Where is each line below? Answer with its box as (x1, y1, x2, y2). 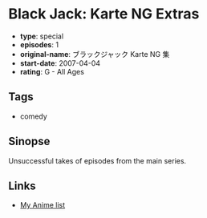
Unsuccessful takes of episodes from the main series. (8, 155, 187, 165)
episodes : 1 (19, 39, 59, 49)
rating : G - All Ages (19, 67, 84, 76)
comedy (19, 111, 48, 121)
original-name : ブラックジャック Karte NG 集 (19, 49, 170, 59)
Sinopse (8, 135, 51, 148)
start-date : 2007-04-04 (19, 58, 101, 68)
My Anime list (19, 200, 66, 210)
